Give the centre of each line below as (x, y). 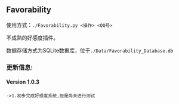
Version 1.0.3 (23, 82)
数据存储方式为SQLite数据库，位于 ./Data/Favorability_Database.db (90, 50)
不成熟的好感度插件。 (32, 38)
